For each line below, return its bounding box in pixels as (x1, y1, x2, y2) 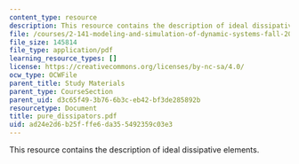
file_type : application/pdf (9, 46, 114, 55)
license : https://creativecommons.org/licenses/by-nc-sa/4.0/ (9, 63, 245, 72)
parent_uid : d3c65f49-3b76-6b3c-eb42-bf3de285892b (9, 95, 201, 105)
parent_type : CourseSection (9, 87, 114, 96)
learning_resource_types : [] (9, 54, 117, 63)
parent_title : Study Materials (9, 79, 125, 88)
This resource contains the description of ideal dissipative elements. (9, 144, 260, 155)
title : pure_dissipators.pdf (9, 112, 117, 121)
